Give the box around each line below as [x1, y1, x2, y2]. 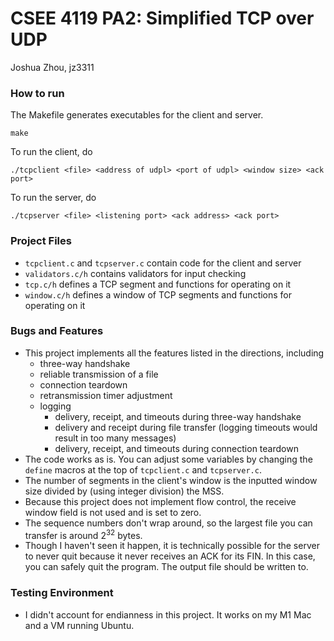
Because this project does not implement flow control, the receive [24, 495, 297, 507]
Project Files [10, 234, 72, 248]
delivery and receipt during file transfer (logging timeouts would [54, 421, 318, 433]
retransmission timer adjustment [39, 389, 173, 401]
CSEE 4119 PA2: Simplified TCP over [10, 7, 315, 30]
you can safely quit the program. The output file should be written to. [24, 561, 309, 573]
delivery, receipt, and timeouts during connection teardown [54, 442, 299, 454]
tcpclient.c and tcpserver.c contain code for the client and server [24, 257, 302, 269]
